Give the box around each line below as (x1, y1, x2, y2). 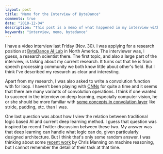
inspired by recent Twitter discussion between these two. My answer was (5, 124, 152, 129)
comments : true (5, 16, 36, 21)
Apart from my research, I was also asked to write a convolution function (5, 78, 150, 84)
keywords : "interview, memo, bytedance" (5, 30, 88, 34)
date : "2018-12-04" (5, 20, 45, 26)
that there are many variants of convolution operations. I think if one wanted (5, 88, 157, 94)
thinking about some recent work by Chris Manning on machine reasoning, (5, 139, 154, 145)
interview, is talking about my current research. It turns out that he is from (5, 59, 152, 64)
